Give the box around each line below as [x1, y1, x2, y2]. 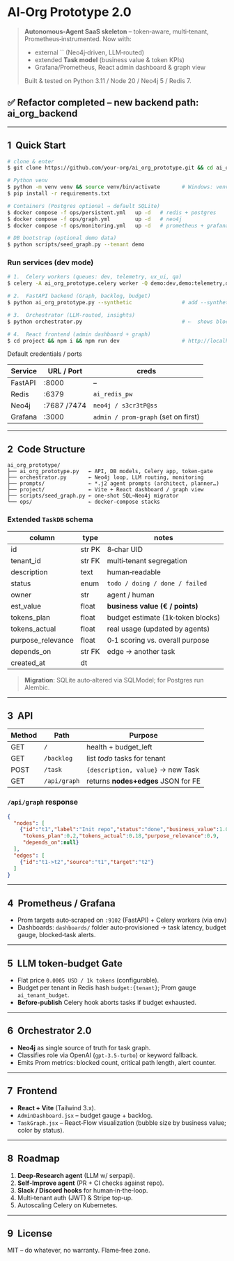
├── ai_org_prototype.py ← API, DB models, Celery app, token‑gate [7, 468, 214, 475]
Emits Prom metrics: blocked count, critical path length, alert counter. [17, 1058, 217, 1066]
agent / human [107, 590, 155, 599]
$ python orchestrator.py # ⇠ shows [7, 318, 214, 325]
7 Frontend [7, 1085, 58, 1097]
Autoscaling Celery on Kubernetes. [17, 1201, 118, 1209]
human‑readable [107, 567, 162, 576]
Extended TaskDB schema [7, 514, 93, 524]
